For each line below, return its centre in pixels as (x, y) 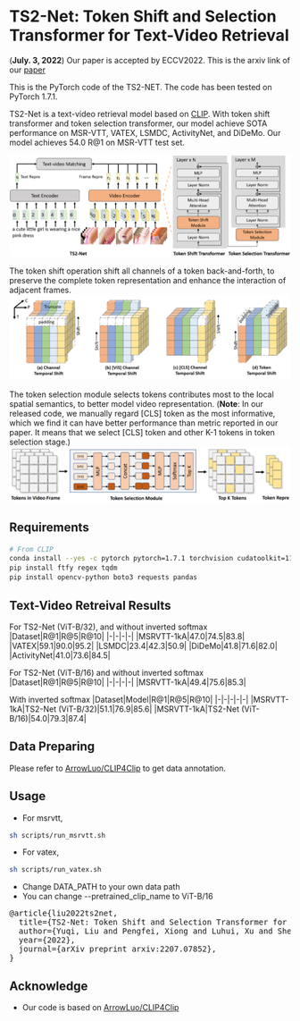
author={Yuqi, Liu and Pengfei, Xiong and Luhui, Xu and (146, 931)
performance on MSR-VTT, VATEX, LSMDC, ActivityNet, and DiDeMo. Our (145, 132)
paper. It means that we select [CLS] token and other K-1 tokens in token (142, 433)
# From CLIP (31, 549)
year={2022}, (47, 940)
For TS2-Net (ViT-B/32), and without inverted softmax (108, 627)
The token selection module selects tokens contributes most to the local (142, 394)
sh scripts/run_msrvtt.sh (57, 835)
